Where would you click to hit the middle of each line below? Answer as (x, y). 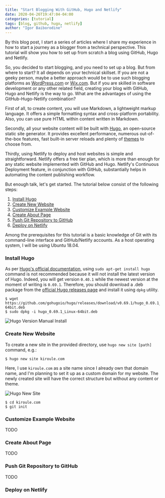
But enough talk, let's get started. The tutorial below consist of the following (82, 184)
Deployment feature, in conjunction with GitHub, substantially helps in (76, 170)
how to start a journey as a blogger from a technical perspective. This (76, 47)
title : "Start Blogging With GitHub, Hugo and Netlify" (63, 10)
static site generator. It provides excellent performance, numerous (72, 134)
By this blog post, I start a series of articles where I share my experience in (81, 42)
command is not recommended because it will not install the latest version (80, 274)
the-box (13, 139)
